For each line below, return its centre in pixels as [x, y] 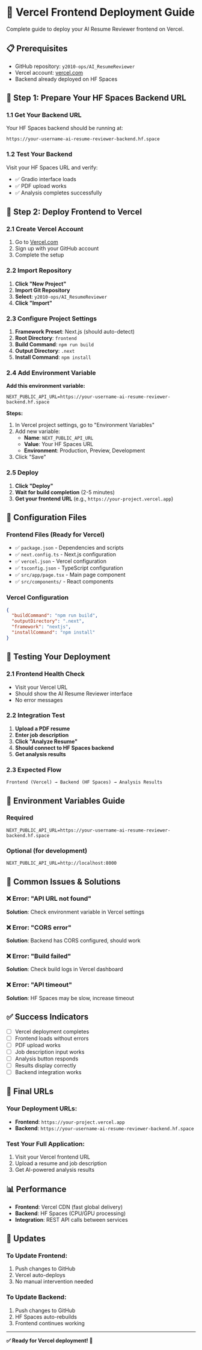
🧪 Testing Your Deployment [58, 657]
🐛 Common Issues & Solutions [63, 882]
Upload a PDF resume [42, 729]
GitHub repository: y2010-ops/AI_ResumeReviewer [75, 66]
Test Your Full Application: [46, 1143]
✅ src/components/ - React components [64, 582]
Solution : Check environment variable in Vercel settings [75, 912]
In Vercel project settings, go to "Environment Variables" [85, 425]
